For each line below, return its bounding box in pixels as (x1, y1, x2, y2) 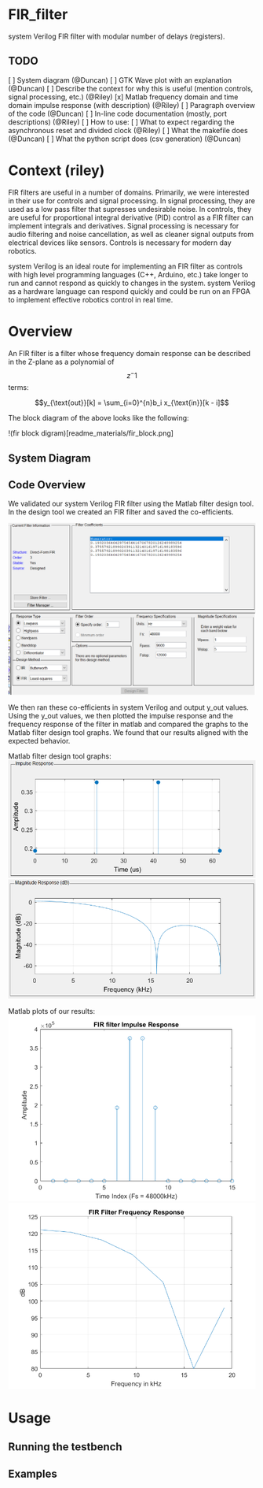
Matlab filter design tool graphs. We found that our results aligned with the (8, 728, 249, 737)
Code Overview (8, 478, 86, 492)
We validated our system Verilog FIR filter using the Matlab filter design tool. (8, 499, 254, 509)
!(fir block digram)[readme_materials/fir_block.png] (8, 429, 174, 438)
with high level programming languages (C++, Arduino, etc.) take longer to (8, 269, 249, 279)
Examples (8, 1467, 57, 1480)
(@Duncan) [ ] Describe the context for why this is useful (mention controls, (8, 83, 254, 93)
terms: (8, 383, 29, 392)
